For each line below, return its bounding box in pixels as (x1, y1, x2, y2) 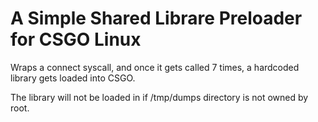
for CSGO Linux (10, 28, 142, 51)
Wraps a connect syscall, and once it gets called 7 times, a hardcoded (10, 61, 300, 73)
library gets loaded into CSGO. (10, 72, 136, 84)
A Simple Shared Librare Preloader (10, 7, 303, 30)
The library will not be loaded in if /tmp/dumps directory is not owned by (10, 91, 309, 103)
